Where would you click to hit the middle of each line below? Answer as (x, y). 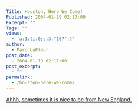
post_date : (19, 55)
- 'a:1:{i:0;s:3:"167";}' (43, 39)
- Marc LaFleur (30, 50)
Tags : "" (17, 28)
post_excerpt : (24, 66)
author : (16, 45)
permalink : (19, 77)
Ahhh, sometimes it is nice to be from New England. (69, 100)
